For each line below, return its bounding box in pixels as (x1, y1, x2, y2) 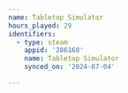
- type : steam (16, 37, 68, 47)
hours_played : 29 (8, 21, 72, 30)
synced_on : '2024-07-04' (24, 63, 116, 72)
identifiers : (8, 29, 56, 38)
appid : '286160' (24, 46, 85, 55)
